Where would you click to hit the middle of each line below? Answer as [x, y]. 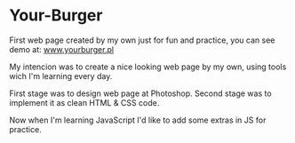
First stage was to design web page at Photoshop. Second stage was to [141, 93]
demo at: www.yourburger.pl [61, 49]
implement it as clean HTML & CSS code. [84, 102]
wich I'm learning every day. [61, 75]
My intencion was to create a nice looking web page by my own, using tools [148, 67]
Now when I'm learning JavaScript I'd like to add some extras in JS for [138, 120]
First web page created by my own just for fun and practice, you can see [142, 40]
